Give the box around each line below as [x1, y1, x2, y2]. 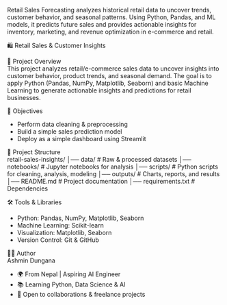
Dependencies [7, 184, 49, 193]
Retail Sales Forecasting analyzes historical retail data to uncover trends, [7, 6, 212, 14]
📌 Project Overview [7, 58, 62, 65]
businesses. [7, 94, 41, 101]
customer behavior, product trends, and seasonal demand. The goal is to [7, 72, 212, 80]
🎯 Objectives [7, 107, 43, 115]
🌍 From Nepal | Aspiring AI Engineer [16, 270, 121, 278]
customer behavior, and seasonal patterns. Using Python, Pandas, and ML [7, 13, 216, 21]
